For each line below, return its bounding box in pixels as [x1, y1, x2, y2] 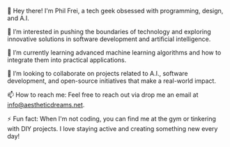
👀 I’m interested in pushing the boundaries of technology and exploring [7, 28, 211, 36]
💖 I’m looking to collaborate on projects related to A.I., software [7, 70, 188, 77]
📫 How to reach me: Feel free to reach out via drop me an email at [7, 91, 199, 99]
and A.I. [7, 14, 30, 22]
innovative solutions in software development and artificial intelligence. [7, 35, 211, 43]
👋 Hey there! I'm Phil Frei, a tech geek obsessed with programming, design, [7, 7, 224, 15]
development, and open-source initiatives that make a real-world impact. [7, 77, 216, 85]
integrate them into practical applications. [7, 56, 127, 64]
